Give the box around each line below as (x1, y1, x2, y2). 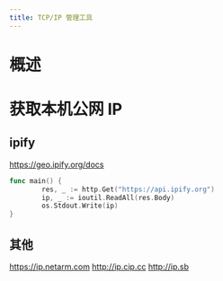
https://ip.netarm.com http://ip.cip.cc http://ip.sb (9, 261, 189, 272)
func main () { (9, 176, 63, 185)
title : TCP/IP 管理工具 (9, 13, 93, 22)
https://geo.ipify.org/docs (9, 159, 104, 170)
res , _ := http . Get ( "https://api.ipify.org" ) (41, 185, 216, 194)
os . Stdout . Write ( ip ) (41, 201, 119, 211)
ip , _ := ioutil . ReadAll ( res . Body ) (41, 193, 175, 202)
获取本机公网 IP (9, 100, 123, 119)
